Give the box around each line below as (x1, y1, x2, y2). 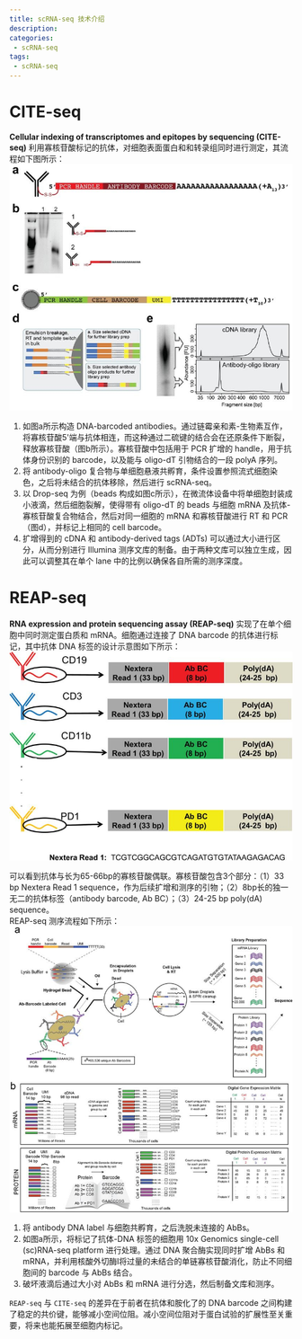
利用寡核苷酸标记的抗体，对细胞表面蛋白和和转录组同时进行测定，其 (28, 142, 281, 153)
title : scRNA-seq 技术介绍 (9, 14, 105, 23)
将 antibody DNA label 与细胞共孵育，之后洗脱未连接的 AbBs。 (22, 1222, 254, 1233)
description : (9, 23, 58, 33)
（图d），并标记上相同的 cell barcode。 (22, 522, 166, 533)
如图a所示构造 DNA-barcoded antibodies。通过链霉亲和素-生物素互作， (22, 421, 288, 431)
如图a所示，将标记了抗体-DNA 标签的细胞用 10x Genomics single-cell (22, 1234, 280, 1245)
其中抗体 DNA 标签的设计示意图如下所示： (24, 641, 182, 652)
